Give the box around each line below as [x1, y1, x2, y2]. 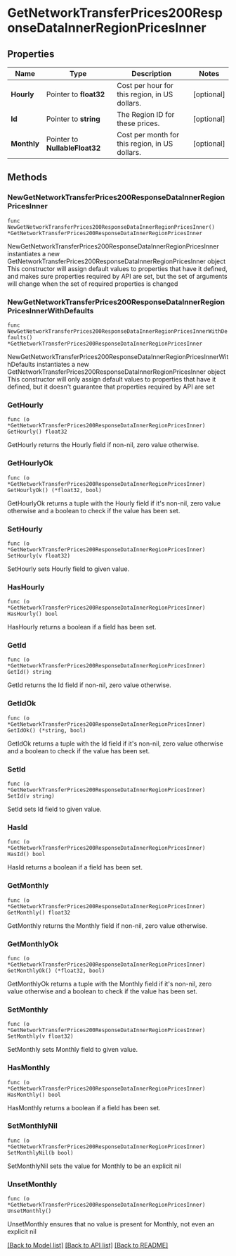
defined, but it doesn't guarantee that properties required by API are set [7, 382, 215, 391]
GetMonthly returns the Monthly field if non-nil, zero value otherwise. [7, 921, 208, 930]
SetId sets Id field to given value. [7, 805, 102, 814]
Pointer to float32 [46, 89, 105, 99]
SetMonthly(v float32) [7, 1033, 74, 1040]
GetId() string [7, 669, 52, 676]
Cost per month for [117, 130, 180, 139]
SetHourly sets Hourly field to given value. [7, 565, 130, 573]
